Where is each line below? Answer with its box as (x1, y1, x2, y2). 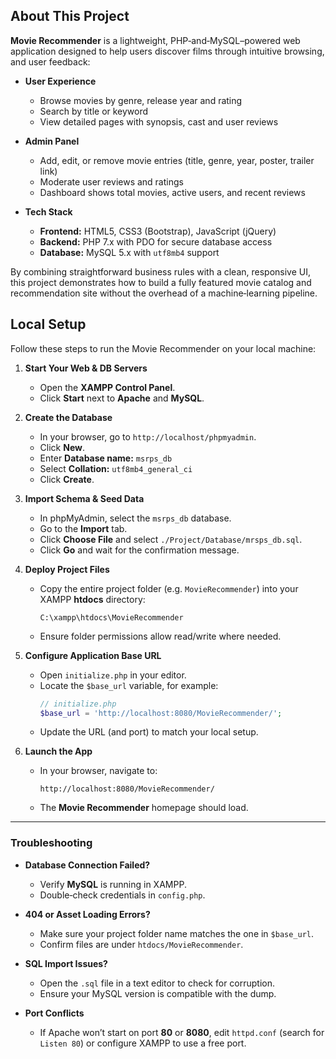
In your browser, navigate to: (39, 765, 158, 777)
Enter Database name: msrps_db (39, 452, 173, 464)
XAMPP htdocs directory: (39, 593, 146, 605)
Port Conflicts (24, 1007, 85, 1019)
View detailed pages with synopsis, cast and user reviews (39, 115, 279, 128)
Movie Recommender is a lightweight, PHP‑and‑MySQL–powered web (10, 34, 301, 46)
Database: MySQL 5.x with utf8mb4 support (39, 246, 220, 258)
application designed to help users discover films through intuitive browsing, (10, 45, 325, 57)
